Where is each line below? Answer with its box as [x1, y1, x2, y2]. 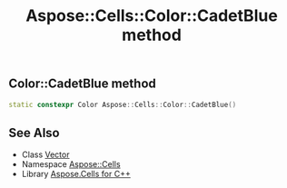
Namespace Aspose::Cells [21, 159, 121, 170]
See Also [8, 124, 60, 141]
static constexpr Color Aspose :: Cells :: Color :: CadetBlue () [8, 100, 237, 109]
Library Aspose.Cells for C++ [21, 169, 131, 180]
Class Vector [21, 149, 70, 160]
